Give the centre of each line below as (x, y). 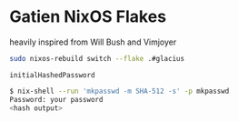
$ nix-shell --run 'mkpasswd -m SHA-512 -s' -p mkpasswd (119, 91)
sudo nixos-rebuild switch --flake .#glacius (97, 58)
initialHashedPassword (52, 75)
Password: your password (56, 99)
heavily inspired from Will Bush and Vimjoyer (93, 42)
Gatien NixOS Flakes (88, 17)
